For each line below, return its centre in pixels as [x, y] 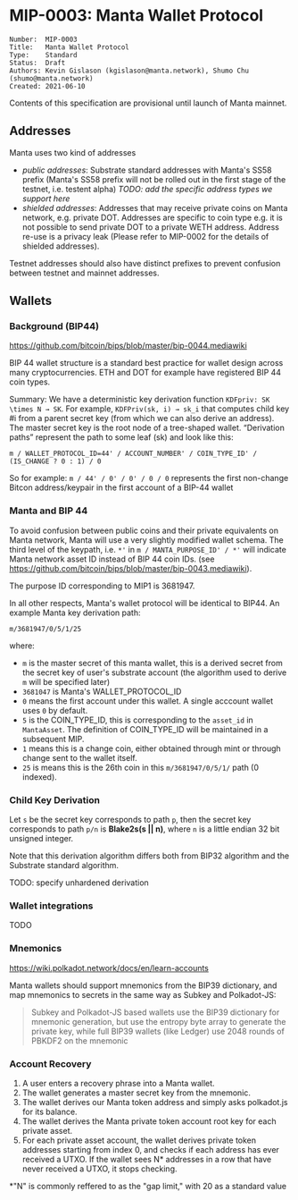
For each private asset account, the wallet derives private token [139, 1140]
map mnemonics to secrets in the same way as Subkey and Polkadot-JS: [143, 994]
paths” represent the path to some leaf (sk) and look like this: [121, 437]
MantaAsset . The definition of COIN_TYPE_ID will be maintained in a [145, 729]
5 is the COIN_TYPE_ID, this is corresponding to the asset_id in [138, 720]
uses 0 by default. [55, 710]
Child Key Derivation [55, 799]
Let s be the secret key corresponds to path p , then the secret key [130, 820]
